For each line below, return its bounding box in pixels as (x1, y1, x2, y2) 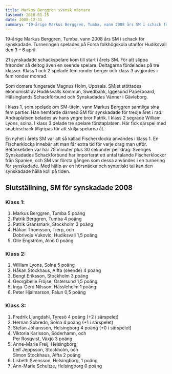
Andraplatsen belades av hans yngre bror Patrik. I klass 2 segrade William (5, 115, 161, 121)
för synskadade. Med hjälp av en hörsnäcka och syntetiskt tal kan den (5, 163, 153, 169)
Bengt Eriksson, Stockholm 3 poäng (12, 273, 89, 279)
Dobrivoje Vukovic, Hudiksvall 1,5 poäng (12, 232, 98, 238)
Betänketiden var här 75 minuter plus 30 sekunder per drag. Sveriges (5, 147, 152, 153)
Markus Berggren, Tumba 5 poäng (12, 210, 85, 216)
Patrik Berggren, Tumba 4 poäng (12, 215, 82, 222)
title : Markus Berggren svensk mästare (5, 7, 91, 13)
